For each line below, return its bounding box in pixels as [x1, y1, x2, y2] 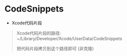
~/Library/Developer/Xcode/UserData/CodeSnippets [16, 35, 123, 42]
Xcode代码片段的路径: [16, 30, 62, 36]
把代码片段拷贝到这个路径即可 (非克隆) [16, 45, 94, 51]
